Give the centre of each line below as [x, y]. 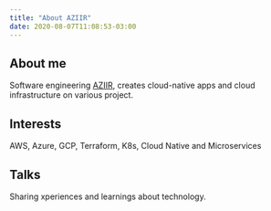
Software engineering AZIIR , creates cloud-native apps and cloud [132, 85]
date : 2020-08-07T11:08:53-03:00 [73, 26]
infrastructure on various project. [72, 95]
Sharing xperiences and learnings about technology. [108, 196]
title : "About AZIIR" [51, 18]
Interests [36, 124]
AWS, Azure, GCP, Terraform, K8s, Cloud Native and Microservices [135, 146]
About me [38, 63]
